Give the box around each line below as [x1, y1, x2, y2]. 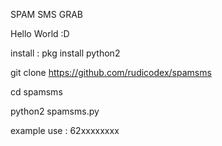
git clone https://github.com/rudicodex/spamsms [10, 67, 212, 78]
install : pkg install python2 [10, 47, 121, 59]
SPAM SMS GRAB [10, 9, 83, 20]
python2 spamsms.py [10, 105, 100, 117]
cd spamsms [10, 86, 63, 98]
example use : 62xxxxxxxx [10, 125, 120, 136]
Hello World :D [10, 28, 70, 39]
